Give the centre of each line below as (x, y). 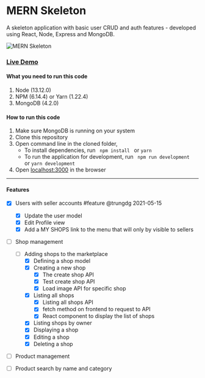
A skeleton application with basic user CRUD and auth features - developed (101, 28)
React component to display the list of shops (99, 316)
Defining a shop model (62, 260)
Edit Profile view (45, 222)
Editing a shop (51, 337)
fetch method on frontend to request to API (96, 309)
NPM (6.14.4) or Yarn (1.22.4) (52, 97)
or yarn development (49, 164)
